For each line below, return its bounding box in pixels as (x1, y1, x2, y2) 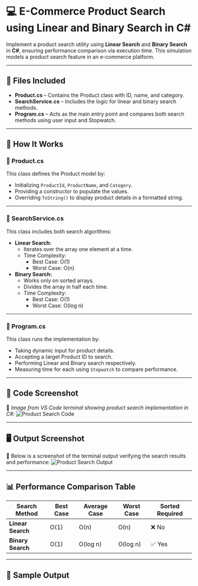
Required (157, 509, 183, 518)
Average (83, 502, 108, 511)
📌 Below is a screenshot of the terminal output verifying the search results (6, 452, 186, 459)
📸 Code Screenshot (6, 389, 78, 399)
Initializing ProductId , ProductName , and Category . (14, 182, 133, 189)
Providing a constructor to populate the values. (14, 188, 129, 195)
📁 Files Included (6, 76, 66, 86)
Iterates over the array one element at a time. (23, 245, 133, 252)
